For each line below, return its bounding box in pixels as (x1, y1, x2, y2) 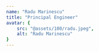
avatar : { (6, 20, 31, 26)
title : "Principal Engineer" (6, 14, 78, 20)
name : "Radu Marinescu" (6, 8, 65, 15)
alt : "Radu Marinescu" (17, 31, 73, 37)
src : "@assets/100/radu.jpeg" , (17, 25, 94, 32)
